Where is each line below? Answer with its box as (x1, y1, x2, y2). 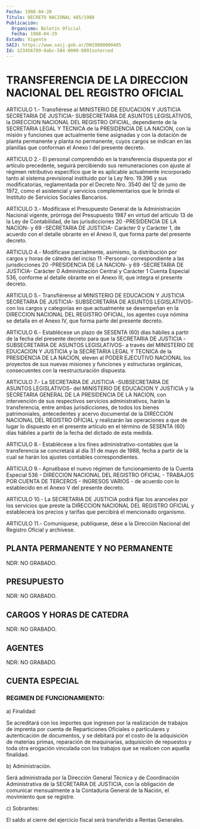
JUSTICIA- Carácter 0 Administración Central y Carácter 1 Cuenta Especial (6, 267, 190, 275)
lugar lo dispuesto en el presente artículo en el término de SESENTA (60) (6, 422, 185, 430)
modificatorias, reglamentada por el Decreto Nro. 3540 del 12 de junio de (6, 180, 186, 188)
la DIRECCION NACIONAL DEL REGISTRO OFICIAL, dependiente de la (6, 118, 177, 125)
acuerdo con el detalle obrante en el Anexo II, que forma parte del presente (6, 231, 191, 238)
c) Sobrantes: (6, 805, 40, 812)
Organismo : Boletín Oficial (11, 25, 82, 32)
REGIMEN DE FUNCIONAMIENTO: (6, 694, 105, 702)
